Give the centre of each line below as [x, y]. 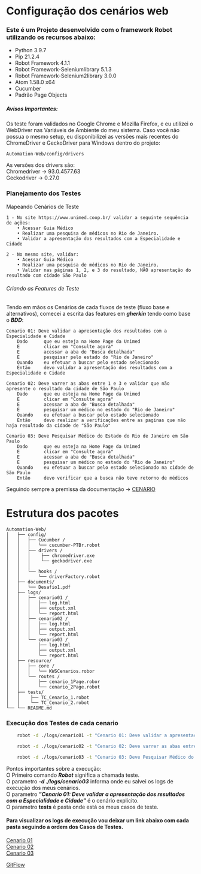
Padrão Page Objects [41, 95]
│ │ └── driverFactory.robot [53, 577]
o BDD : [15, 320]
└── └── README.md [29, 708]
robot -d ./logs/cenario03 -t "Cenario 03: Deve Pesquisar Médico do [106, 757]
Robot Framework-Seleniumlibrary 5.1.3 [63, 70]
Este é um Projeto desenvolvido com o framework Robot [89, 30]
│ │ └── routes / [33, 677]
